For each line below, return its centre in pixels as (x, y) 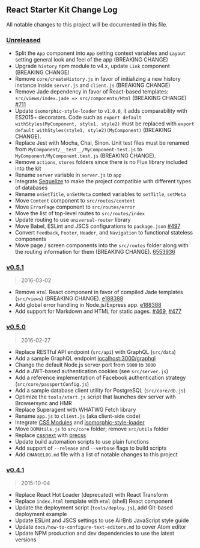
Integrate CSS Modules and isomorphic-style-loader (80, 422)
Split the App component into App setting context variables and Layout (100, 53)
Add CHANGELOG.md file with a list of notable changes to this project (96, 454)
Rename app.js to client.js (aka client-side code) (78, 416)
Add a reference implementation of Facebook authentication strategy (100, 377)
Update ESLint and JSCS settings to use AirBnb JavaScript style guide (102, 520)
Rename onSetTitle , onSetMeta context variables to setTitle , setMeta (100, 194)
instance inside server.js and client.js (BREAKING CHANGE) (92, 85)
